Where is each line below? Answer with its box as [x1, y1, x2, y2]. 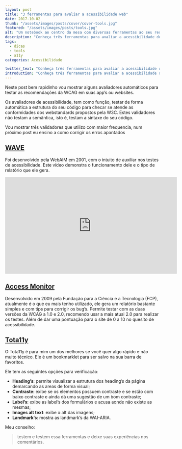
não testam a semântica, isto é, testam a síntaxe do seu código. [5, 115, 134, 120]
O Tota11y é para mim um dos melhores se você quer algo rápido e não [5, 349, 149, 355]
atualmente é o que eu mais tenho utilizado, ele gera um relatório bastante [5, 301, 156, 307]
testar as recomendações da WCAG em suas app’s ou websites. [5, 89, 134, 95]
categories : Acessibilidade [5, 57, 63, 62]
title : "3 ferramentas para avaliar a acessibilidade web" [5, 12, 129, 17]
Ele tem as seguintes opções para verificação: [5, 369, 99, 375]
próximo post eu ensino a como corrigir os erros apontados [5, 130, 126, 135]
